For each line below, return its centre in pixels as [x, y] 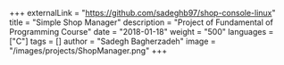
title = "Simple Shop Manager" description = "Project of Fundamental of [142, 22]
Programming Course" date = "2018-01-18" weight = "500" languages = [142, 32]
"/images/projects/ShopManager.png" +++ [88, 51]
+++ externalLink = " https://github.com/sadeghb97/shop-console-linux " [142, 13]
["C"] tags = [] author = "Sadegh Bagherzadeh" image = [113, 41]
